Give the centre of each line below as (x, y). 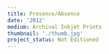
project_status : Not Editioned (53, 40)
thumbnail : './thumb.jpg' (45, 33)
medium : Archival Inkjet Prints (54, 27)
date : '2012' (26, 20)
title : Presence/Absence (44, 14)
